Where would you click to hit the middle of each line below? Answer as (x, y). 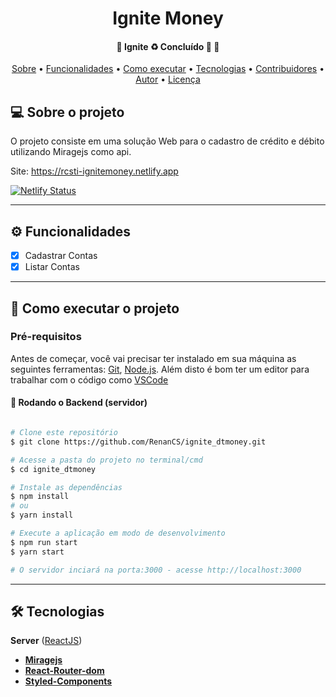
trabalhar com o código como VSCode (89, 379)
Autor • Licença (168, 79)
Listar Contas (52, 267)
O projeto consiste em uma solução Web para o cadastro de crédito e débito (167, 141)
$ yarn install (42, 515)
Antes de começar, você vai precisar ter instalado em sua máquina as (153, 358)
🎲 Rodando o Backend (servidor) (79, 403)
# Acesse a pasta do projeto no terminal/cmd (106, 460)
